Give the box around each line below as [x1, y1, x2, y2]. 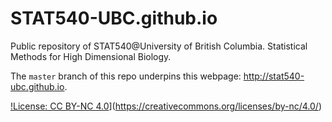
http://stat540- [243, 70, 305, 82]
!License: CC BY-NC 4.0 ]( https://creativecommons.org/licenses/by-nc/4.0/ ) [10, 100, 323, 112]
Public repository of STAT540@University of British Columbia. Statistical [10, 40, 308, 52]
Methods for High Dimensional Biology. [10, 50, 172, 62]
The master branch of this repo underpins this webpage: [10, 70, 242, 82]
